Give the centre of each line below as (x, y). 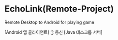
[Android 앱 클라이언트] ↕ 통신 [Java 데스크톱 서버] (53, 32)
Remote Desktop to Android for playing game (50, 22)
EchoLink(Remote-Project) (59, 9)
